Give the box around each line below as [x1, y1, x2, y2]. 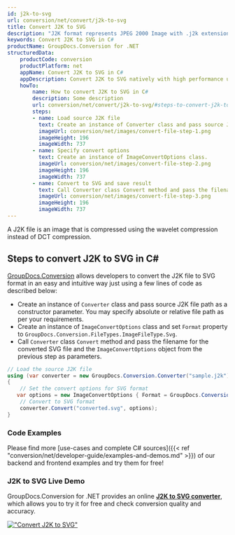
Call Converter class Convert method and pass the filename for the [17, 337, 209, 346]
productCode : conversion [20, 56, 92, 63]
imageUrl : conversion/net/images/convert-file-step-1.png [38, 128, 211, 135]
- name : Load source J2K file [32, 114, 120, 121]
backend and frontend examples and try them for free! [7, 459, 164, 467]
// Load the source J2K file [7, 365, 92, 372]
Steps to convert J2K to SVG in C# [7, 253, 159, 265]
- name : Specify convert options [32, 147, 130, 154]
